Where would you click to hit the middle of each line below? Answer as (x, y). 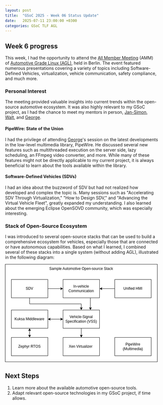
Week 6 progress (32, 46)
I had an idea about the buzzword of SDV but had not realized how (72, 187)
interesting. (16, 213)
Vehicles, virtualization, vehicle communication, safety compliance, (89, 74)
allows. (19, 398)
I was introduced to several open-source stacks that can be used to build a (80, 237)
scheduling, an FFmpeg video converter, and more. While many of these (77, 155)
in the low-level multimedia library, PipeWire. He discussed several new (77, 144)
